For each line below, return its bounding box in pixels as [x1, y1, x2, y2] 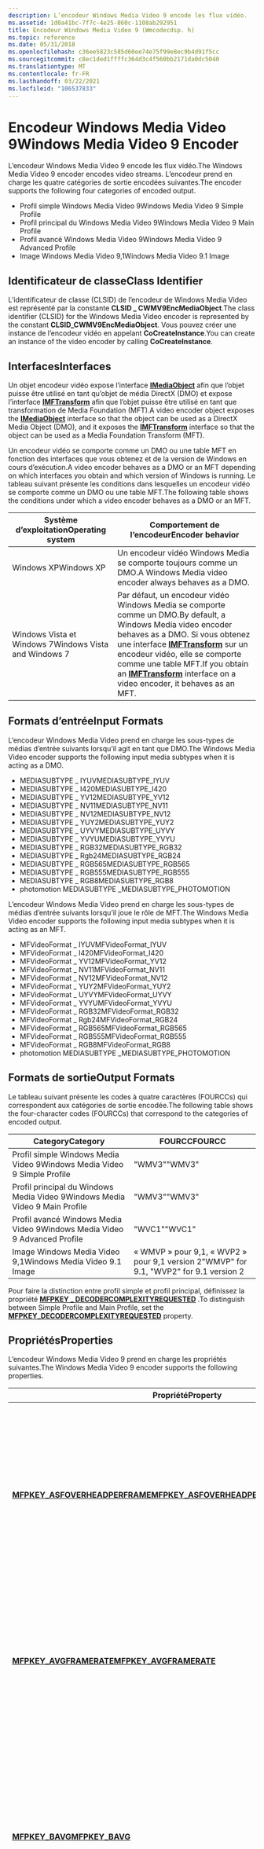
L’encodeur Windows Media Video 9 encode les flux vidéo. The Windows [8, 161, 243, 171]
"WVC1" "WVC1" [133, 1223, 196, 1235]
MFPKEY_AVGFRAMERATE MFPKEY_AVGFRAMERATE [12, 1656, 216, 1667]
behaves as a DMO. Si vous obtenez [117, 629, 251, 640]
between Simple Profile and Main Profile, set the [8, 1302, 164, 1312]
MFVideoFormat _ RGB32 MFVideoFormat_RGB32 [19, 1007, 179, 1016]
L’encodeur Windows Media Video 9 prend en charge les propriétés [8, 1355, 227, 1364]
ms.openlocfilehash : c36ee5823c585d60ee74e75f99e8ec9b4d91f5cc [8, 48, 220, 56]
